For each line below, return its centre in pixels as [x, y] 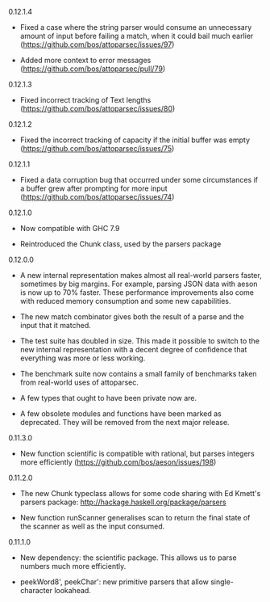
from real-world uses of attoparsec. [79, 382]
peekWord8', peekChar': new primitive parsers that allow [114, 582]
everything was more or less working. [83, 358]
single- [222, 582]
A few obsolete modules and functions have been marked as [120, 414]
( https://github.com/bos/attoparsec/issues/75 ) [97, 148]
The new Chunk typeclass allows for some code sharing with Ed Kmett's [140, 493]
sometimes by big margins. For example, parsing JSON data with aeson [139, 284]
